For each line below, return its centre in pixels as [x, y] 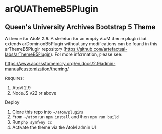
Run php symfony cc [32, 122]
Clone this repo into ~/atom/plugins [48, 112]
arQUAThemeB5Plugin [52, 9]
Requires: [15, 78]
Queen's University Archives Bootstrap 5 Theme [80, 27]
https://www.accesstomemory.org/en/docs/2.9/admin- [60, 64]
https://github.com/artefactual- [96, 49]
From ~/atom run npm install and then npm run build [65, 117]
